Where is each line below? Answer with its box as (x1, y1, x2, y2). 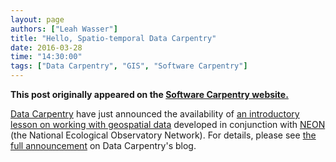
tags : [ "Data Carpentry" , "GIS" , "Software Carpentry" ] (10, 61, 248, 71)
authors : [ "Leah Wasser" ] (10, 24, 118, 34)
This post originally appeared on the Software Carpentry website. (10, 89, 289, 100)
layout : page (10, 14, 65, 25)
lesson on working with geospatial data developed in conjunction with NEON (10, 119, 326, 130)
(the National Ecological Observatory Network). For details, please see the (10, 129, 317, 141)
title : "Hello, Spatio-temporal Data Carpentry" (10, 33, 217, 43)
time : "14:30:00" (10, 52, 83, 62)
